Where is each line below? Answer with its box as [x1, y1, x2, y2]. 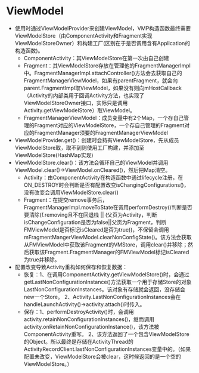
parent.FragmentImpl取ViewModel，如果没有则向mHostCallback [23, 84, 182, 91]
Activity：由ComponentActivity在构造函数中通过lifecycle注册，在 [23, 174, 184, 181]
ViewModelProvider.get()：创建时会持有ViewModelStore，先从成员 [14, 136, 180, 144]
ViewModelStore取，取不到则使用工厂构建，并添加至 [14, 144, 145, 151]
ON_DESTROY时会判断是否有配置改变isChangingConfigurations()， [23, 181, 189, 189]
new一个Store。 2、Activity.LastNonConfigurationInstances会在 [23, 293, 181, 300]
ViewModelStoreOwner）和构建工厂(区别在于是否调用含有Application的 [14, 39, 191, 47]
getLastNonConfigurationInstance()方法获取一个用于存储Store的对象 [23, 278, 192, 285]
